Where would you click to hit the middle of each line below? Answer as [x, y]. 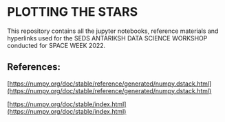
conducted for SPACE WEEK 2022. [56, 45]
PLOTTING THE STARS [73, 12]
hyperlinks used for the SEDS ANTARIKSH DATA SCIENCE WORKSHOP [107, 38]
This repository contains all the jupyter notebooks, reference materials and [113, 31]
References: [34, 67]
